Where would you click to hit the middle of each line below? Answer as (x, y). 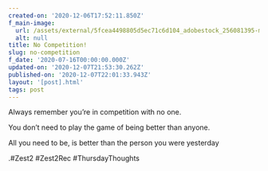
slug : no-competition (44, 52)
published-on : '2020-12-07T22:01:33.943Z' (80, 75)
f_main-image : (32, 23)
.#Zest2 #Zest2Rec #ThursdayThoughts (74, 158)
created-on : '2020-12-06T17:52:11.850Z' (77, 16)
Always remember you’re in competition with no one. (95, 112)
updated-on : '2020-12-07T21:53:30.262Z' (77, 68)
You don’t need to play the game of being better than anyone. (109, 127)
